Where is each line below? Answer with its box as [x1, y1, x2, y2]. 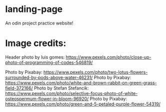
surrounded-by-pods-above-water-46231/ [5, 74, 93, 80]
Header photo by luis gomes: [5, 54, 65, 60]
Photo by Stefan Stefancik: [34, 85, 89, 91]
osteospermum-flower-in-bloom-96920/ [5, 95, 89, 101]
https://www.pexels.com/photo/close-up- [65, 54, 151, 60]
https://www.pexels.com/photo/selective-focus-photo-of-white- [5, 90, 138, 96]
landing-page [5, 3, 63, 15]
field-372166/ [5, 85, 33, 91]
